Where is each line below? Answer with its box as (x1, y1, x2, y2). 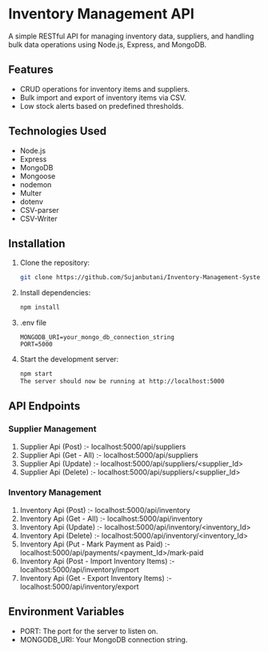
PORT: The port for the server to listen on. (19, 626, 158, 636)
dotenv (19, 197, 44, 206)
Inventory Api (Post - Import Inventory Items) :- (19, 556, 175, 566)
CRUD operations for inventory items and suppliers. (19, 84, 190, 94)
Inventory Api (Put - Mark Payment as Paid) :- (19, 539, 170, 549)
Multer (19, 188, 42, 198)
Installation (8, 237, 66, 250)
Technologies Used (8, 125, 106, 138)
